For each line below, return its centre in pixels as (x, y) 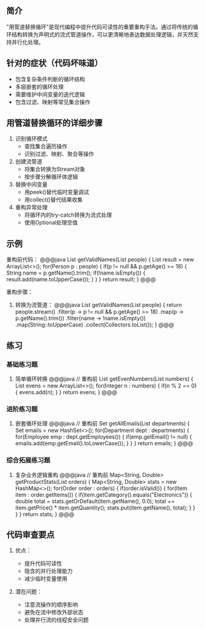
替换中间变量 (31, 184)
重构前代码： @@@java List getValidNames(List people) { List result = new (100, 260)
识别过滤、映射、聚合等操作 (59, 154)
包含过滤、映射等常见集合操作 (52, 102)
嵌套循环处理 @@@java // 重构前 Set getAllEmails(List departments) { (103, 423)
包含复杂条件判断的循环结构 (50, 79)
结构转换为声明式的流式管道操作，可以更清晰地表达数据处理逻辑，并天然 (102, 34)
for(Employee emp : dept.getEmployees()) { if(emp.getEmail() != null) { (103, 437)
